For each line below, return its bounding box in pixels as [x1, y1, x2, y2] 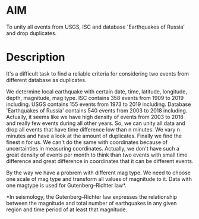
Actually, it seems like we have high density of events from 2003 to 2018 [6, 113, 184, 120]
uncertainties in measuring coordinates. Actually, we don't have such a [6, 145, 180, 152]
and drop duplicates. [6, 29, 57, 36]
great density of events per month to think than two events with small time [6, 151, 188, 158]
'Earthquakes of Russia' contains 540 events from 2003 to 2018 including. [6, 107, 188, 114]
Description [6, 51, 65, 64]
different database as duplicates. [6, 76, 87, 83]
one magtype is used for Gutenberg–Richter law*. [6, 182, 127, 189]
